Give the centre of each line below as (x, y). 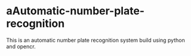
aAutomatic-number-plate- (76, 11)
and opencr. (21, 46)
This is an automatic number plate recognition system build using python (95, 40)
